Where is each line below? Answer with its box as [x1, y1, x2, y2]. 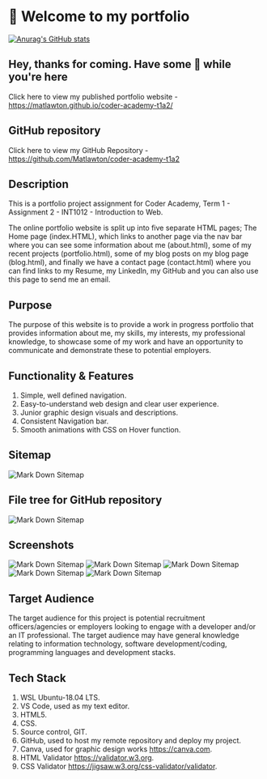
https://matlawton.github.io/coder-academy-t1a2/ [8, 100, 174, 110]
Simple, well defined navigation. [19, 390, 127, 400]
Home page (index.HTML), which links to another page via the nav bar [8, 232, 243, 241]
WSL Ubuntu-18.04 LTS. [19, 692, 100, 703]
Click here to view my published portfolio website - [8, 92, 178, 101]
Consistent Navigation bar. [19, 416, 109, 426]
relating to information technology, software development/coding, [8, 639, 228, 649]
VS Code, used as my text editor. [19, 701, 130, 711]
